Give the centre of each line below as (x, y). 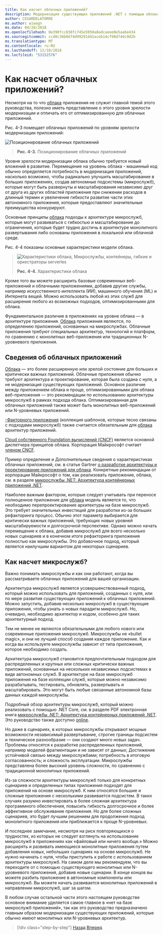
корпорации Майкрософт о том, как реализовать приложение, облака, (79, 475)
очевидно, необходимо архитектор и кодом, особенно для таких (72, 614)
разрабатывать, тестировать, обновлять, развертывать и (65, 684)
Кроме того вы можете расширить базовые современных (65, 281)
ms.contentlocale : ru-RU (30, 46)
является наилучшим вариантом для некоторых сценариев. (67, 546)
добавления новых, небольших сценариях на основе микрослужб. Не (78, 851)
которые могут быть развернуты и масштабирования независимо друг (79, 187)
